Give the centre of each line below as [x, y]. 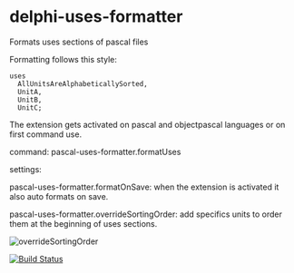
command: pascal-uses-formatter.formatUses [95, 151]
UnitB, [30, 100]
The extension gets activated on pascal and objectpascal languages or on [147, 124]
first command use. [46, 134]
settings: [26, 169]
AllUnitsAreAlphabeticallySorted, [83, 83]
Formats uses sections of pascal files [79, 42]
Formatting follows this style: [64, 59]
